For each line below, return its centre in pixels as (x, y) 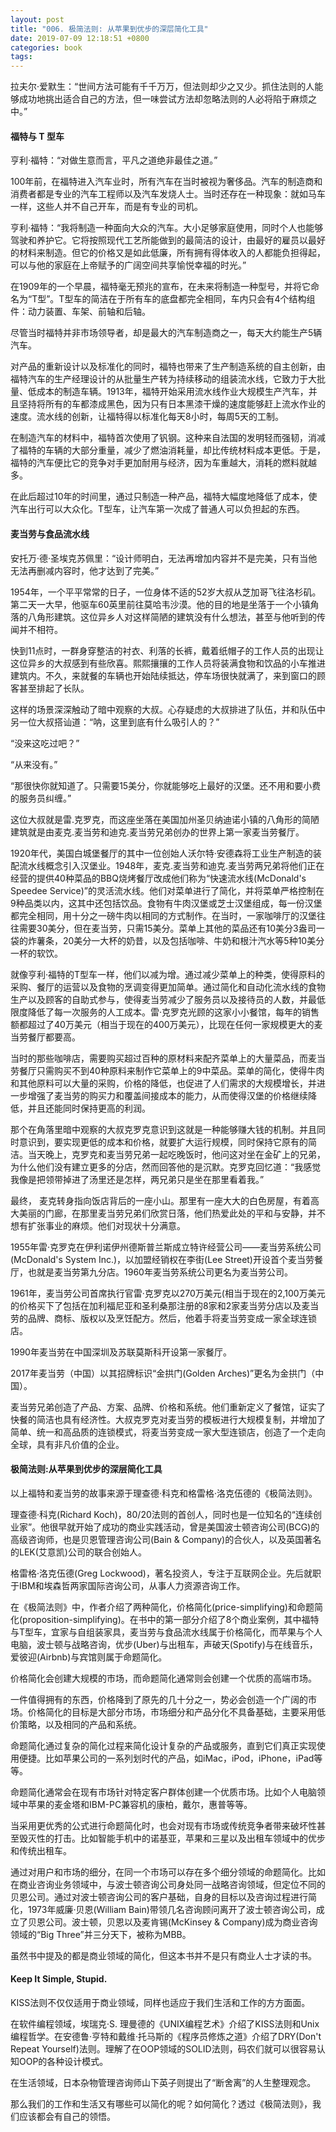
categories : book (46, 47)
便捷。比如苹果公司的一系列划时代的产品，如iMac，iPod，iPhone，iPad (166, 1758)
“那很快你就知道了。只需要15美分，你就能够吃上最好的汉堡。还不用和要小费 (166, 785)
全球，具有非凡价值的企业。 (67, 1444)
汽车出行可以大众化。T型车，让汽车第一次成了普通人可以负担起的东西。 (158, 509)
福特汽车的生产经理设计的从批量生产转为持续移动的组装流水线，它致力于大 (163, 379)
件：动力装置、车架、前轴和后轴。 (80, 312)
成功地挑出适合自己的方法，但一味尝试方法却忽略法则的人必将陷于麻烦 (163, 99)
